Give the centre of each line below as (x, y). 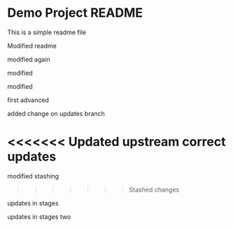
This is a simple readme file (47, 32)
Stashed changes (154, 190)
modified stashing (33, 176)
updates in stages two (39, 216)
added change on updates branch (56, 113)
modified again (29, 59)
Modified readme (32, 45)
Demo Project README (75, 13)
